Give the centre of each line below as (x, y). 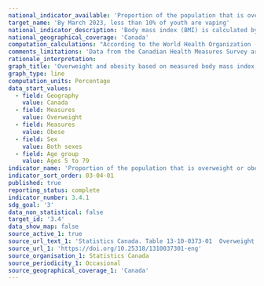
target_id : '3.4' (37, 219)
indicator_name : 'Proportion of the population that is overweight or (126, 168)
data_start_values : (40, 88)
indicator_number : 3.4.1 (49, 197)
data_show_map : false (44, 227)
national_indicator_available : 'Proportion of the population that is (126, 15)
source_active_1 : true (45, 234)
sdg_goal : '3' (31, 205)
